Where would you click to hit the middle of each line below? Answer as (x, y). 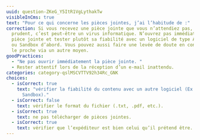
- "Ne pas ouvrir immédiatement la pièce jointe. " (77, 61)
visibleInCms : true (30, 17)
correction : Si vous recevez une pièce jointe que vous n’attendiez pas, (100, 28)
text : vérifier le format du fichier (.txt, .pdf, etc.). (90, 106)
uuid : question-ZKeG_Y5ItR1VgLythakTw (54, 12)
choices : (17, 78)
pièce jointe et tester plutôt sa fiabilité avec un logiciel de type (101, 39)
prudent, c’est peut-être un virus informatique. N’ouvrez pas (91, 34)
